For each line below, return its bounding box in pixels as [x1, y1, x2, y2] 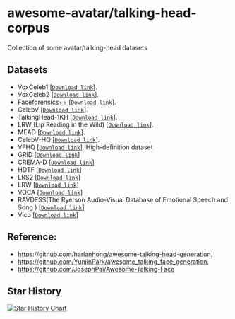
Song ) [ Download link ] [17, 203, 85, 211]
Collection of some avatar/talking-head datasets [7, 43, 148, 52]
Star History [7, 285, 62, 297]
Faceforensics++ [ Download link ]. [17, 98, 116, 106]
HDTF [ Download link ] [17, 165, 83, 174]
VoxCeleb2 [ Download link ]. [17, 90, 99, 98]
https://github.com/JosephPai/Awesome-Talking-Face [17, 265, 175, 273]
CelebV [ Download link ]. [17, 105, 88, 114]
